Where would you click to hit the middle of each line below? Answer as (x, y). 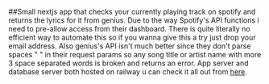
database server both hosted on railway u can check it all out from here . (128, 71)
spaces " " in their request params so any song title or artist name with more (135, 55)
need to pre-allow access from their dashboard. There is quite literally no (130, 29)
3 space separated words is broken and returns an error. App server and (128, 63)
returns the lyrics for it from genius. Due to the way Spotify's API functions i (134, 20)
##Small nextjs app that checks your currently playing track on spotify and (132, 12)
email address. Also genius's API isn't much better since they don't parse (130, 46)
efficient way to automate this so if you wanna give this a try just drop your (132, 37)
